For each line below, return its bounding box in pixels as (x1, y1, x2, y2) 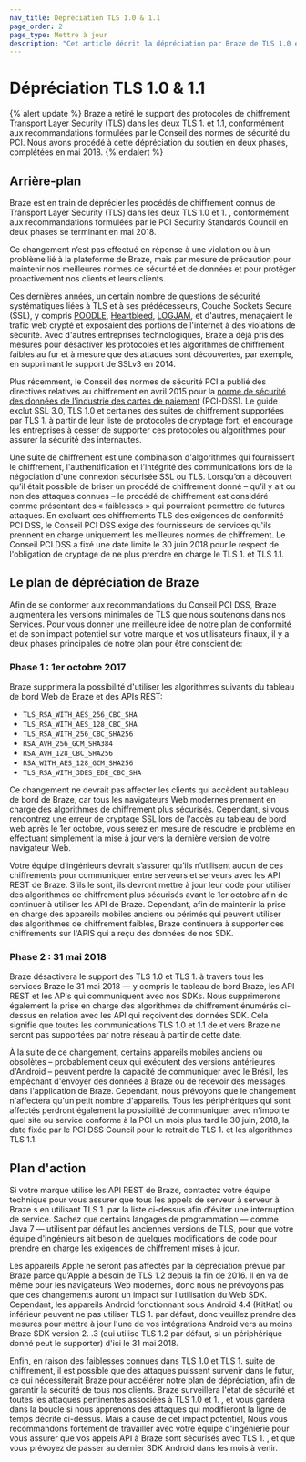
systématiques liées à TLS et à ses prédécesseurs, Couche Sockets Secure (9, 301, 293, 311)
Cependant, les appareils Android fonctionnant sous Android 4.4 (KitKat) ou (9, 1299, 293, 1310)
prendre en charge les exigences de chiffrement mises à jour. (9, 1242, 240, 1253)
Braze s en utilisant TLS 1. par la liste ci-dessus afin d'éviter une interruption (9, 1204, 295, 1215)
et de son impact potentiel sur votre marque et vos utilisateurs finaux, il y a (9, 628, 290, 639)
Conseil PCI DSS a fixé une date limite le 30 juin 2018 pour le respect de (9, 539, 280, 549)
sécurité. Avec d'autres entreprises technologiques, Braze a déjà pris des (9, 330, 285, 340)
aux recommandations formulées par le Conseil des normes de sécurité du (9, 128, 290, 138)
